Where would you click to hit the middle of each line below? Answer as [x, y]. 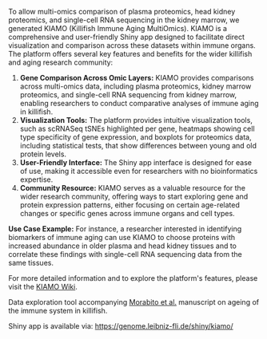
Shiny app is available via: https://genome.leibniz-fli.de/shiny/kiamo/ [121, 326]
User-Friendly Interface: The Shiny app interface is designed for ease [136, 162]
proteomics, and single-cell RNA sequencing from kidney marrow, [128, 95]
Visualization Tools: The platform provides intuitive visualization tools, [136, 120]
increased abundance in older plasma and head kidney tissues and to [123, 246]
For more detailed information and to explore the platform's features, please [133, 278]
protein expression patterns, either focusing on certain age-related [130, 205]
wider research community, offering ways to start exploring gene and [134, 196]
